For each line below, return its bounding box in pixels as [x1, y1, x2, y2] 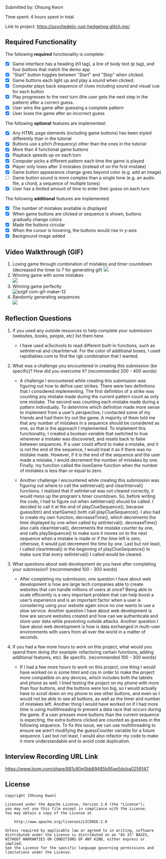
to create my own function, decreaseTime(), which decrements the [19, 514, 156, 520]
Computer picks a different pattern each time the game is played [12, 158, 145, 164]
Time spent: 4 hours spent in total [5, 14, 74, 19]
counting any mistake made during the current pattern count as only [19, 393, 160, 399]
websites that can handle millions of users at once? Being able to [19, 586, 153, 592]
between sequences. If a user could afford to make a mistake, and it [19, 441, 159, 447]
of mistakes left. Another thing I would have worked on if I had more [19, 701, 159, 707]
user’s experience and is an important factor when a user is [19, 597, 141, 603]
